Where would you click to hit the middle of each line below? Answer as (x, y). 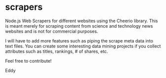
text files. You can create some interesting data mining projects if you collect (83, 46)
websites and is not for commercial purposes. (52, 31)
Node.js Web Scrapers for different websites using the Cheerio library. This (82, 21)
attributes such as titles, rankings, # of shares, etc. (57, 51)
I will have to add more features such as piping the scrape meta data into (79, 40)
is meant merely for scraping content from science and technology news (79, 26)
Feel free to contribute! (28, 61)
